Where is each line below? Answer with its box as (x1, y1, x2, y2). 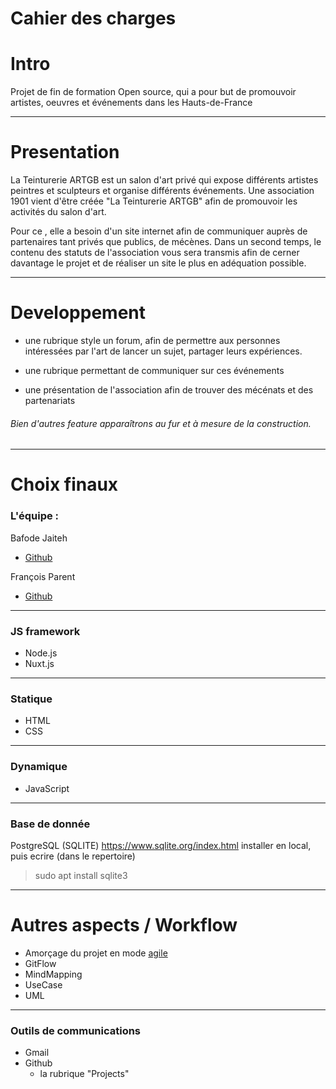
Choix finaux (10, 473, 119, 496)
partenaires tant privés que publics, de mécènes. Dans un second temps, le (10, 236, 322, 248)
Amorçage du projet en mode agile (24, 947, 168, 959)
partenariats (24, 395, 76, 406)
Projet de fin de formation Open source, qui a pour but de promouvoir (10, 86, 297, 98)
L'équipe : (10, 509, 60, 523)
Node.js (24, 647, 58, 659)
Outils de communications (10, 1023, 142, 1037)
